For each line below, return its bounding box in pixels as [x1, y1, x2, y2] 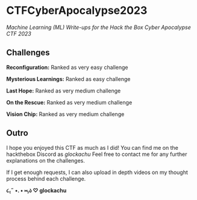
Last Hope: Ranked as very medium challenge [6, 87, 121, 94]
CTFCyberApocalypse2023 [6, 4, 148, 18]
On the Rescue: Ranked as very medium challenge [6, 98, 133, 106]
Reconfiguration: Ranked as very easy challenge [6, 63, 128, 71]
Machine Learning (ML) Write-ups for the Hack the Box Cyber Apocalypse [6, 24, 191, 31]
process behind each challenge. [6, 175, 86, 182]
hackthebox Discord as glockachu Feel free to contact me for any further [6, 150, 187, 158]
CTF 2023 [6, 30, 32, 37]
